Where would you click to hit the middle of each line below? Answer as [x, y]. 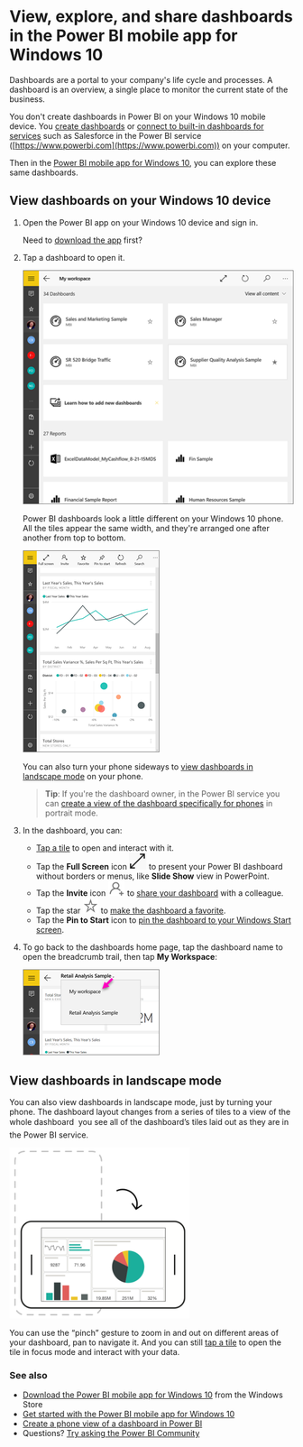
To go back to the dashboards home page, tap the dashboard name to [153, 947]
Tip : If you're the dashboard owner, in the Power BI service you [162, 794]
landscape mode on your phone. [83, 777]
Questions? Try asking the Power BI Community [111, 1433]
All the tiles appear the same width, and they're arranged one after [146, 529]
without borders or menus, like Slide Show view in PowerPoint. [152, 876]
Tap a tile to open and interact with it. [105, 848]
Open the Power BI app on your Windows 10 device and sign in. [140, 222]
